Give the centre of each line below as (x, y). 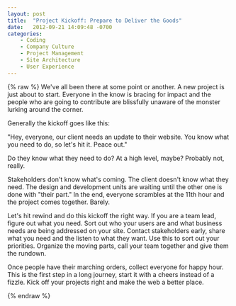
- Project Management (52, 54)
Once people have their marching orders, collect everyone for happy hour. (116, 267)
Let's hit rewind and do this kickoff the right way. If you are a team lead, (112, 215)
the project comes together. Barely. (59, 202)
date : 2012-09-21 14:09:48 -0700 (60, 27)
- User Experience (47, 67)
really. (16, 165)
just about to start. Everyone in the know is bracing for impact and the (109, 94)
